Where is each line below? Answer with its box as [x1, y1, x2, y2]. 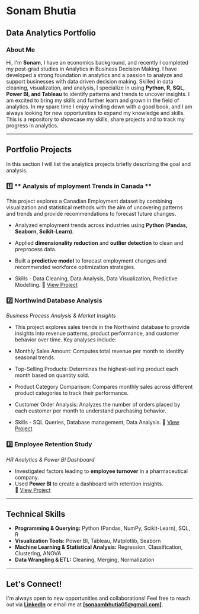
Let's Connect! [6, 579, 62, 589]
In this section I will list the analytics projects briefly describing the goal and [6, 160, 191, 167]
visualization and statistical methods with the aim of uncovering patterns [6, 203, 184, 211]
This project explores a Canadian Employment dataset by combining [6, 197, 173, 204]
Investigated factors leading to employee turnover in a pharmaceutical [14, 467, 188, 475]
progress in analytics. [6, 121, 59, 129]
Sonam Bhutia [6, 4, 76, 18]
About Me [6, 46, 36, 54]
